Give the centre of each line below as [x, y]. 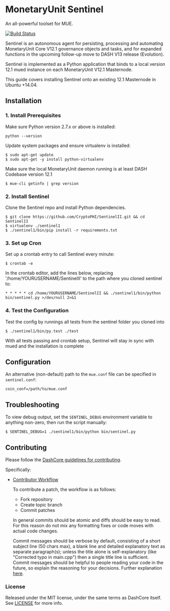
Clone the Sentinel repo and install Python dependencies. [66, 207]
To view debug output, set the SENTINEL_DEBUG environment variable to [79, 417]
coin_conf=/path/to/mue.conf [36, 389]
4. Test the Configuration [37, 311]
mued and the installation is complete [45, 346]
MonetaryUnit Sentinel [54, 9]
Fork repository [36, 499]
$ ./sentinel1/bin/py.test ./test [42, 331]
